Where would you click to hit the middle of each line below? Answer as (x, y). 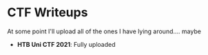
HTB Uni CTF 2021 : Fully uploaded (66, 44)
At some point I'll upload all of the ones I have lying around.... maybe (104, 31)
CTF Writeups (48, 13)
